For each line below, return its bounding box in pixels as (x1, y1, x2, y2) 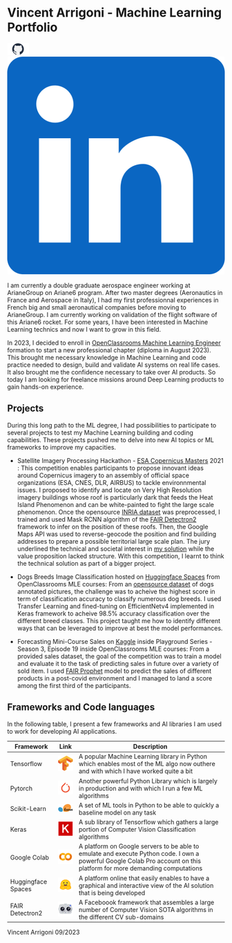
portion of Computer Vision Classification (78, 826, 196, 834)
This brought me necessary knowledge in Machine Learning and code (7, 353, 206, 361)
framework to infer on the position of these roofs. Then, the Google (17, 522, 209, 531)
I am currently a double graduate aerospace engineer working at (7, 281, 191, 289)
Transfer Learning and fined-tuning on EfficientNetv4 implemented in (17, 602, 215, 610)
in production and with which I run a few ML (78, 784, 203, 792)
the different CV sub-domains (78, 913, 164, 921)
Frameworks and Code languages (7, 701, 155, 713)
